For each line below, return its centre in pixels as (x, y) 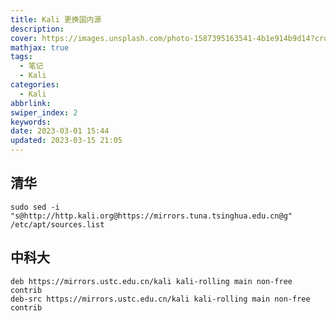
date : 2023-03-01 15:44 (60, 131)
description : (37, 29)
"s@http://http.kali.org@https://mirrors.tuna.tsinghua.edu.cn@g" (151, 216)
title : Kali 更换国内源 (56, 19)
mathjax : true (40, 47)
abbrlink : (31, 103)
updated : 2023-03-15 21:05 (66, 141)
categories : (35, 85)
